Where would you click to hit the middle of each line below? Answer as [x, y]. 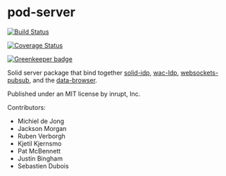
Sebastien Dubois [43, 165]
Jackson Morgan [42, 128]
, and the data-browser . [63, 80]
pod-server [42, 12]
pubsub [18, 80]
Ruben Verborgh [41, 136]
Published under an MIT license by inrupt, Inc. [74, 94]
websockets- [200, 73]
